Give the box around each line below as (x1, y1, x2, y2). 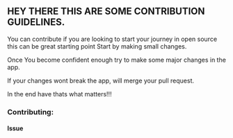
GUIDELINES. (7, 17, 65, 28)
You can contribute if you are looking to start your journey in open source (7, 35, 218, 43)
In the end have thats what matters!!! (7, 89, 113, 98)
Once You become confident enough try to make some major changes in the (7, 55, 226, 64)
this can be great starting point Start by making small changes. (7, 42, 187, 51)
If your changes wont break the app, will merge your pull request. (7, 76, 195, 85)
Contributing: (7, 107, 54, 117)
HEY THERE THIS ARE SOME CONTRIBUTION (7, 6, 205, 17)
